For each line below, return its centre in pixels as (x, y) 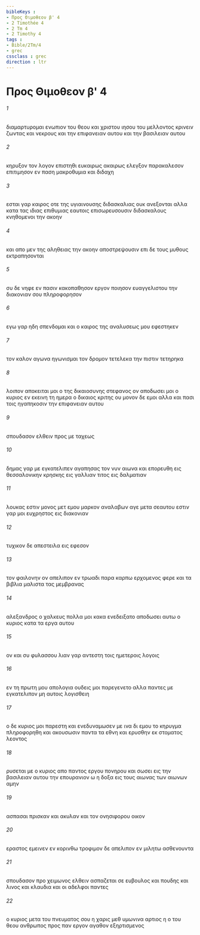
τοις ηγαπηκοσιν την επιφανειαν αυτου (55, 404)
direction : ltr (26, 62)
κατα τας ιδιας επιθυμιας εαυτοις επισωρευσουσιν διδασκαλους (87, 211)
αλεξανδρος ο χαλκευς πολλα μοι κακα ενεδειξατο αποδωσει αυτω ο (93, 616)
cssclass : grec (26, 56)
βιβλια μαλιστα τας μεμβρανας (45, 584)
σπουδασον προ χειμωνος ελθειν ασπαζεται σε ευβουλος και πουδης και (97, 880)
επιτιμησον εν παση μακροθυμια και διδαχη (60, 172)
